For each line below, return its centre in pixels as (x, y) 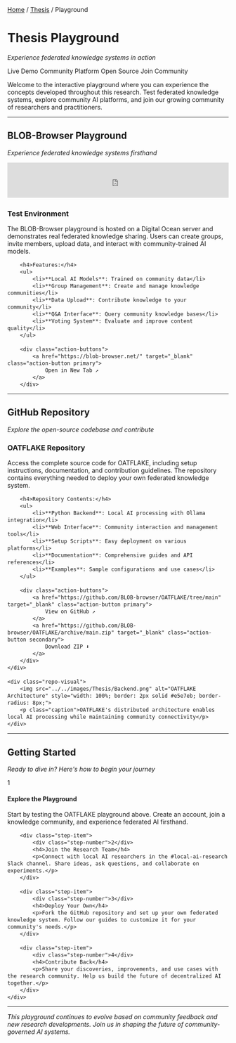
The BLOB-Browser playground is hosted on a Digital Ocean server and (110, 229)
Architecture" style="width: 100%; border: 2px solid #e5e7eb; (102, 696)
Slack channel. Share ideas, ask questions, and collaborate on (103, 864)
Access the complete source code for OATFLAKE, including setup (102, 463)
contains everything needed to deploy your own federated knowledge (108, 478)
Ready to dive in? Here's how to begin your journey (81, 769)
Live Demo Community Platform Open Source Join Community (98, 71)
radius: (19, 703)
